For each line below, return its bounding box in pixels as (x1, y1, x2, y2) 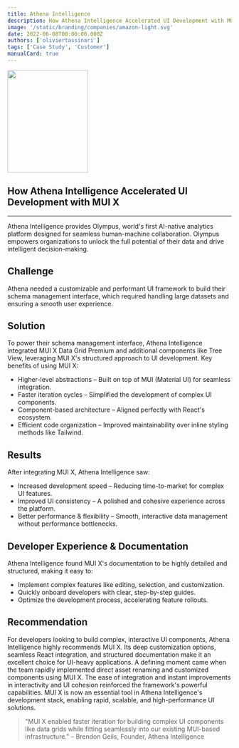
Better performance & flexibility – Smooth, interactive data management (17, 512, 228, 521)
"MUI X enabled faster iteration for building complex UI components (24, 717, 224, 725)
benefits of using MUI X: (7, 361, 79, 370)
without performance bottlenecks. (17, 519, 118, 528)
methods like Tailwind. (17, 428, 84, 437)
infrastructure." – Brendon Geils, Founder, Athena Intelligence (24, 732, 205, 741)
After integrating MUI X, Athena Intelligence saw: (7, 468, 151, 477)
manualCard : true (7, 51, 59, 58)
